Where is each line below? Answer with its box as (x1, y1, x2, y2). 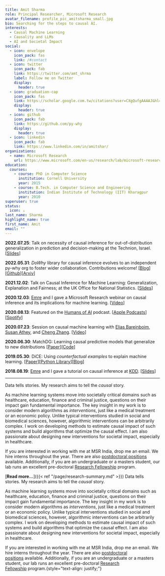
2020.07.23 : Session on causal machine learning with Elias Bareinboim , (5, 324, 151, 329)
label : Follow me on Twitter (14, 76, 74, 81)
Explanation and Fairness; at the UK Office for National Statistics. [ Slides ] (5, 285, 153, 291)
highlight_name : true (5, 217, 50, 222)
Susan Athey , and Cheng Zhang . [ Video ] (5, 329, 87, 335)
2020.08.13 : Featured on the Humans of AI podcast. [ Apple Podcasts (5, 309, 146, 315)
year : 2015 (18, 181, 41, 186)
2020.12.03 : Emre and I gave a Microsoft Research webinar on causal (5, 294, 146, 300)
